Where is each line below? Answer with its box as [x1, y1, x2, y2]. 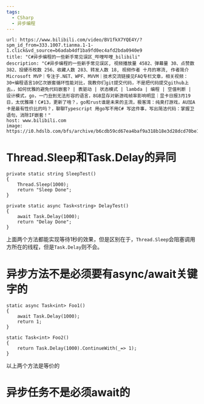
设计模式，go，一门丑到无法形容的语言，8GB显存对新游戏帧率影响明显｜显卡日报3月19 [6, 93, 191, 99]
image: [6, 123, 23, 129]
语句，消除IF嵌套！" [6, 112, 51, 119]
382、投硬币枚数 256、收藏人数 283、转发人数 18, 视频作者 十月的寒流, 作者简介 [6, 67, 189, 73]
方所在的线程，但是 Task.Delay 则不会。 [6, 243, 103, 250]
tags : [6, 9, 20, 15]
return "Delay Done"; [17, 219, 72, 225]
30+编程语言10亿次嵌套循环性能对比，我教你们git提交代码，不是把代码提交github [6, 80, 185, 86]
